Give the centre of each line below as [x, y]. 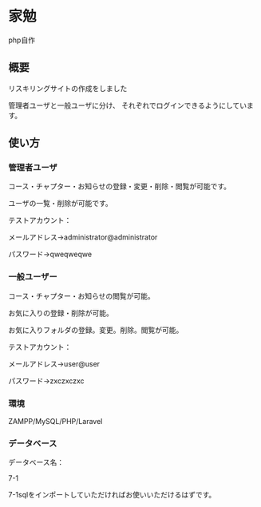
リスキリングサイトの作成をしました [68, 88]
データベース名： [36, 462]
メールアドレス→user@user [54, 363]
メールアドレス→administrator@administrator [83, 237]
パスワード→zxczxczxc [47, 381]
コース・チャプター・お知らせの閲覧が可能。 [81, 295]
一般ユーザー [33, 277]
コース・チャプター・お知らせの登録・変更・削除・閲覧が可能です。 [120, 186]
